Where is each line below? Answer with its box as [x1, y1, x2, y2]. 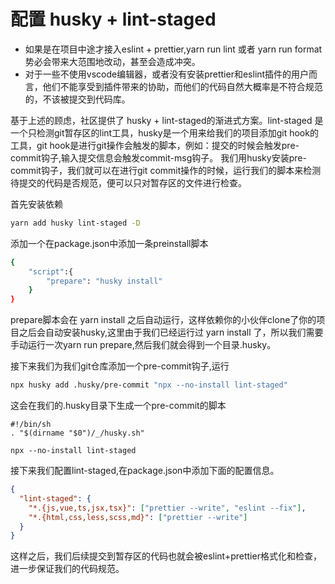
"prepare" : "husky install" [46, 276, 163, 286]
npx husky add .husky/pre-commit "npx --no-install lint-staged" [10, 380, 288, 390]
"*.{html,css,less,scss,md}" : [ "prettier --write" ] [28, 512, 248, 522]
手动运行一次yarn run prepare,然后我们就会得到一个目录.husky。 [10, 339, 277, 351]
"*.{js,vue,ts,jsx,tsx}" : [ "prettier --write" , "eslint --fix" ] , [28, 503, 307, 513]
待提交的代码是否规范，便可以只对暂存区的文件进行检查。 [10, 176, 247, 189]
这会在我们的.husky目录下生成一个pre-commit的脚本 [10, 400, 227, 412]
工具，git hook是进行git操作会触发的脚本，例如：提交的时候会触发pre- [10, 139, 300, 151]
